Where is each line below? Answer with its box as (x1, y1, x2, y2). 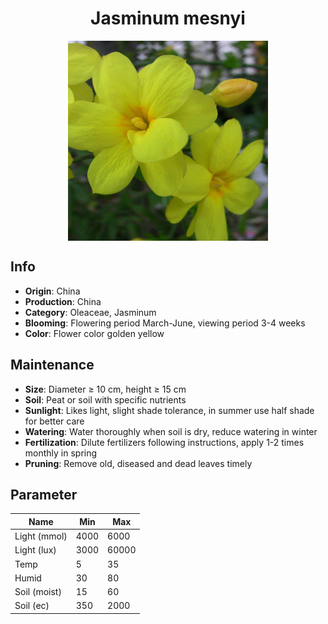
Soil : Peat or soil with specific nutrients (24, 393, 187, 406)
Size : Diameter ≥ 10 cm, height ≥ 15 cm (24, 383, 187, 395)
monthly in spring (24, 447, 98, 459)
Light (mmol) (14, 530, 68, 542)
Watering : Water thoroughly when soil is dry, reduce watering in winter (24, 425, 318, 437)
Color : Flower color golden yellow (24, 327, 165, 339)
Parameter (10, 486, 78, 503)
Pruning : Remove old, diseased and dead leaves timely (24, 457, 253, 469)
